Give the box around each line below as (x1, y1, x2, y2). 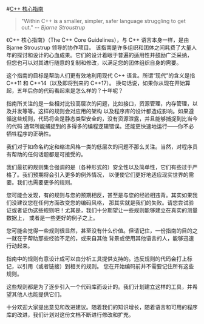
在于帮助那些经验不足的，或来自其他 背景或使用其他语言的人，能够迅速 (16, 235, 194, 242)
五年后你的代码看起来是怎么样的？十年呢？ (16, 87, 123, 94)
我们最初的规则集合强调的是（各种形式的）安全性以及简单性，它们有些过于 (6, 164, 192, 171)
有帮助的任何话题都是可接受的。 (6, 151, 86, 157)
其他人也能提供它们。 (11, 291, 65, 298)
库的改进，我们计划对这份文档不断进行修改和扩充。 (6, 311, 134, 318)
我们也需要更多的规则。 (16, 179, 76, 186)
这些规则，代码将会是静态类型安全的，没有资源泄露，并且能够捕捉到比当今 (11, 115, 198, 122)
